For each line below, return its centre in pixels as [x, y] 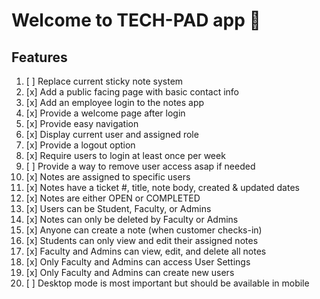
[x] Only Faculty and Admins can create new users [130, 272]
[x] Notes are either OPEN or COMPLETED [113, 198]
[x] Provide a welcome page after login [105, 113]
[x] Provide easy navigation [82, 123]
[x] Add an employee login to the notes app [115, 102]
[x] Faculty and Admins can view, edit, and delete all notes [146, 251]
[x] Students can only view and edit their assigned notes [142, 240]
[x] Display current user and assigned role [112, 134]
